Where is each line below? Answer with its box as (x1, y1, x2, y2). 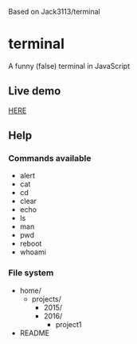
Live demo (8, 84, 61, 98)
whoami (19, 247, 46, 257)
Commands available (8, 153, 92, 164)
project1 (55, 319, 82, 329)
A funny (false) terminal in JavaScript (8, 61, 131, 70)
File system (8, 267, 54, 278)
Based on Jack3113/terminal (8, 7, 101, 16)
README (19, 328, 50, 338)
